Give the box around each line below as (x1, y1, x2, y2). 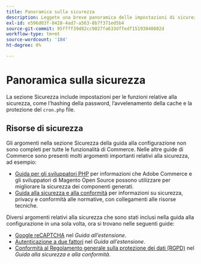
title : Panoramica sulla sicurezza (6, 8, 95, 15)
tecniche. (14, 202, 38, 209)
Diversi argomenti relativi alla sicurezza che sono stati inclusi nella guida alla (6, 214, 194, 221)
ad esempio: (6, 158, 37, 166)
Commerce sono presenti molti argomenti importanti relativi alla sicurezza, (6, 152, 190, 159)
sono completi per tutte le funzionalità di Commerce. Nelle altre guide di (6, 145, 184, 153)
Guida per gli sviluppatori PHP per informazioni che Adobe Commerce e (14, 170, 193, 177)
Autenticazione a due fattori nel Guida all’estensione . (14, 238, 145, 245)
